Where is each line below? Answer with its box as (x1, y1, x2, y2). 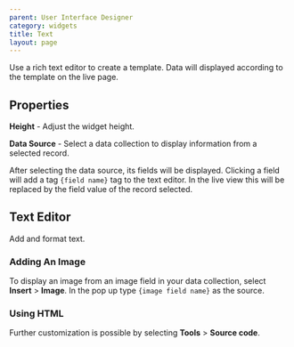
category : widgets (9, 21, 78, 30)
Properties (9, 97, 69, 112)
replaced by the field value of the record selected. (9, 184, 193, 195)
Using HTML (9, 308, 64, 320)
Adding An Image (9, 255, 86, 268)
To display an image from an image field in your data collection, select (9, 276, 266, 286)
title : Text (9, 29, 53, 38)
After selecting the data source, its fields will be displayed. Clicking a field (9, 165, 281, 176)
